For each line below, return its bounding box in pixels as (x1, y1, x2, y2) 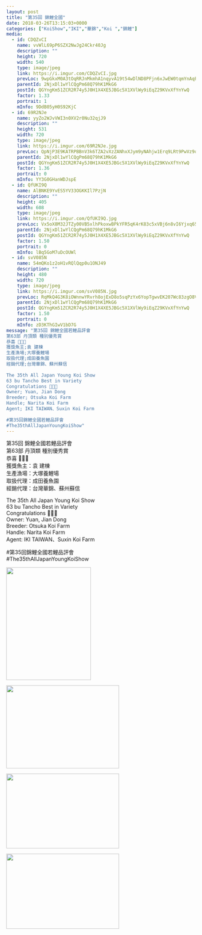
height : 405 (17, 199, 47, 205)
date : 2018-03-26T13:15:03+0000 (6, 20, 87, 26)
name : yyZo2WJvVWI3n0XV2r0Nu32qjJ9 (17, 115, 106, 121)
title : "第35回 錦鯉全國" (6, 14, 66, 20)
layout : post (6, 8, 39, 15)
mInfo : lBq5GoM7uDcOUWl (17, 249, 77, 256)
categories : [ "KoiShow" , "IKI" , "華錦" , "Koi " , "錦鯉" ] (6, 25, 138, 32)
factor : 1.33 (17, 93, 50, 99)
